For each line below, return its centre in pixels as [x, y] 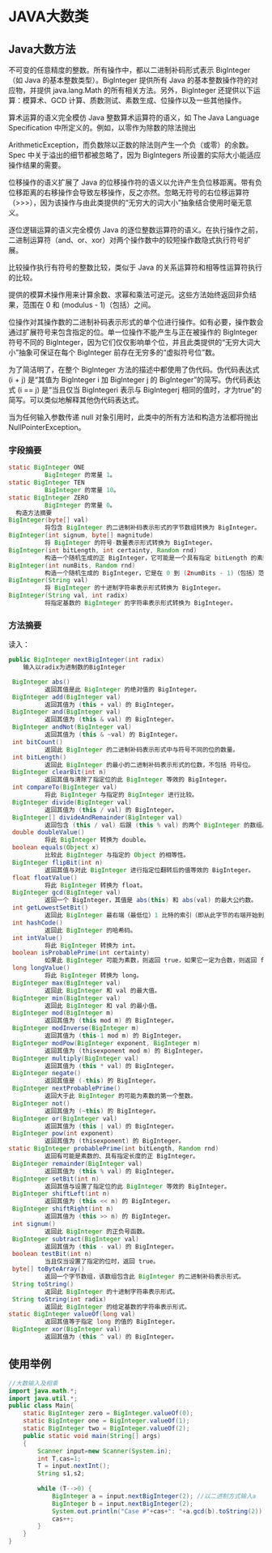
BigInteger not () [41, 1103]
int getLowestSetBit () [50, 908]
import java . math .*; [43, 1391]
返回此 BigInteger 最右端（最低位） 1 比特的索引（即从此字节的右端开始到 [154, 916]
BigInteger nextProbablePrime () [66, 1089]
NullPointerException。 [47, 427]
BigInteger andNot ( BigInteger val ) [72, 727]
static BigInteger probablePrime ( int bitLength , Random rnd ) [114, 1149]
